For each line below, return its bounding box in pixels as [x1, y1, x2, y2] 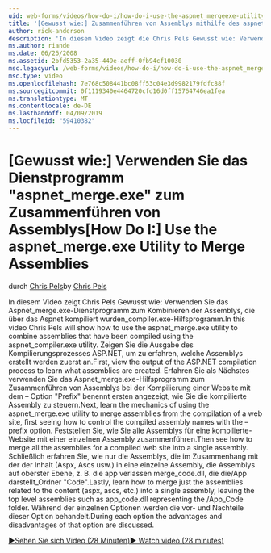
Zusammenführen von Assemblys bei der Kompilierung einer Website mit [8, 383, 252, 392]
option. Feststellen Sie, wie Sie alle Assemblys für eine [29, 425, 211, 435]
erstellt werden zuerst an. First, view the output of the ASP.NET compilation [8, 357, 257, 367]
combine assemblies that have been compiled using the [8, 331, 194, 341]
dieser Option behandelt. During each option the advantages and [8, 511, 223, 521]
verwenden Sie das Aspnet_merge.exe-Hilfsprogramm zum [8, 374, 206, 383]
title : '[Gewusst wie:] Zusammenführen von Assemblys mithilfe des [8, 19, 240, 27]
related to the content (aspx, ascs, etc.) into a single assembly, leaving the [8, 485, 255, 495]
